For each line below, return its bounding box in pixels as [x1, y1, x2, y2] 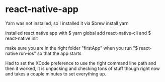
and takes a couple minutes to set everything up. [5, 70, 107, 76]
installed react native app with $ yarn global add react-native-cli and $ [5, 30, 151, 36]
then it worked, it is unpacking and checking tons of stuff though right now [5, 65, 160, 71]
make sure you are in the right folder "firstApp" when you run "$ [5, 45, 138, 51]
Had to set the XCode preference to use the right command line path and [5, 60, 156, 66]
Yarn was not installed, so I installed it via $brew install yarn [5, 20, 129, 26]
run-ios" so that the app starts [19, 50, 81, 56]
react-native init [5, 35, 38, 41]
